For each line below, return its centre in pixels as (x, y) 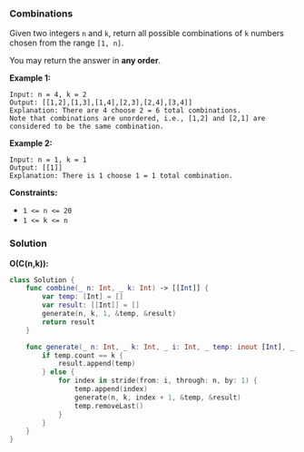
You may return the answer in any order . (85, 61)
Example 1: (30, 78)
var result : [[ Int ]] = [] (91, 305)
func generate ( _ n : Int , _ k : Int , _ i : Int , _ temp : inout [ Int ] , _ (160, 347)
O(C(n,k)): (29, 263)
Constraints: (34, 192)
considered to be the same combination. (87, 127)
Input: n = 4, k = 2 (49, 95)
